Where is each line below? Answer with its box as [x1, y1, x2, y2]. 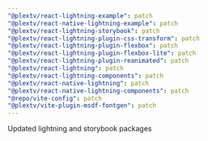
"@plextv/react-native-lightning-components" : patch [7, 86, 189, 95]
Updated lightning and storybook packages [7, 124, 152, 134]
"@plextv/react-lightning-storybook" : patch [7, 27, 160, 35]
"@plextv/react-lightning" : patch [7, 64, 125, 73]
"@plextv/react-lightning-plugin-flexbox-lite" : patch [7, 49, 197, 57]
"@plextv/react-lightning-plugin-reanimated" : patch [7, 57, 189, 65]
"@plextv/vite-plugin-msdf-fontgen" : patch [7, 102, 157, 110]
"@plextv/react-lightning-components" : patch [7, 72, 163, 80]
